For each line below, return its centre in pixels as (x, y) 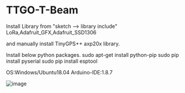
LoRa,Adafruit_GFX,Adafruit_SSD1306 (51, 32)
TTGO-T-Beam (42, 10)
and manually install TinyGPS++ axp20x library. (63, 44)
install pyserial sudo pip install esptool (52, 61)
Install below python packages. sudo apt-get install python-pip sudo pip (92, 55)
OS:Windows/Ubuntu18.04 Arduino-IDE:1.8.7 (59, 72)
